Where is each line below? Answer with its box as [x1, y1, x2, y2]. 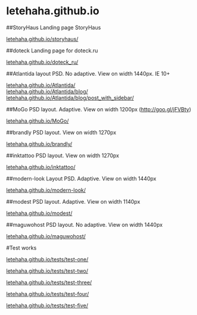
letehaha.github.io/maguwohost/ [6, 232, 86, 239]
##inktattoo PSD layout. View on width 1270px [6, 152, 120, 159]
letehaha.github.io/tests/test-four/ [6, 290, 89, 297]
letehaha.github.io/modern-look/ [6, 186, 86, 194]
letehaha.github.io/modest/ [6, 210, 73, 217]
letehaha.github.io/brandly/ [6, 140, 73, 147]
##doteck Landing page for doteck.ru [6, 46, 98, 54]
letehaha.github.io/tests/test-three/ [6, 279, 92, 286]
